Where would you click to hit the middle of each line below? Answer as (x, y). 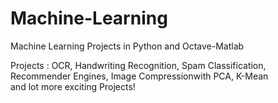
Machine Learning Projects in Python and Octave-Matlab (127, 46)
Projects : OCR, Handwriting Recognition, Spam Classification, (138, 65)
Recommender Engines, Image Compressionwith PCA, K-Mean (139, 76)
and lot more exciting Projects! (73, 86)
